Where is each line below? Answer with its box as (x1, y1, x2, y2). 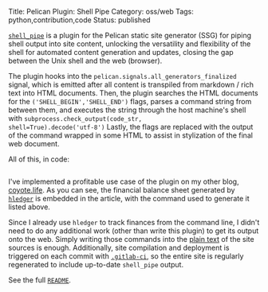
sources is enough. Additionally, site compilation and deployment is (8, 243, 230, 252)
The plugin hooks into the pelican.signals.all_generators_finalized (8, 72, 237, 80)
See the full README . (8, 275, 72, 285)
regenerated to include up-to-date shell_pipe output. (8, 260, 184, 269)
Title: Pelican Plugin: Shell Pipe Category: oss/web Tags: (8, 7, 194, 16)
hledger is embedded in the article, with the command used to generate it (8, 194, 250, 203)
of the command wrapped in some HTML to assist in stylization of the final (8, 130, 254, 140)
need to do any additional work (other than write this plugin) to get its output (8, 226, 259, 236)
